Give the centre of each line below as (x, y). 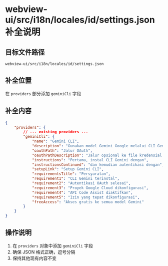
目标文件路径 (25, 52)
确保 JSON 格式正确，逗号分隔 (44, 252)
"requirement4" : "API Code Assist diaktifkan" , (82, 192)
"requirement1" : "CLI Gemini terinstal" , (76, 179)
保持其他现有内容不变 (34, 258)
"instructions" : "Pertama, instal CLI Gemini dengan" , (90, 160)
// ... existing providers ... (56, 132)
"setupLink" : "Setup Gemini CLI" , (68, 169)
